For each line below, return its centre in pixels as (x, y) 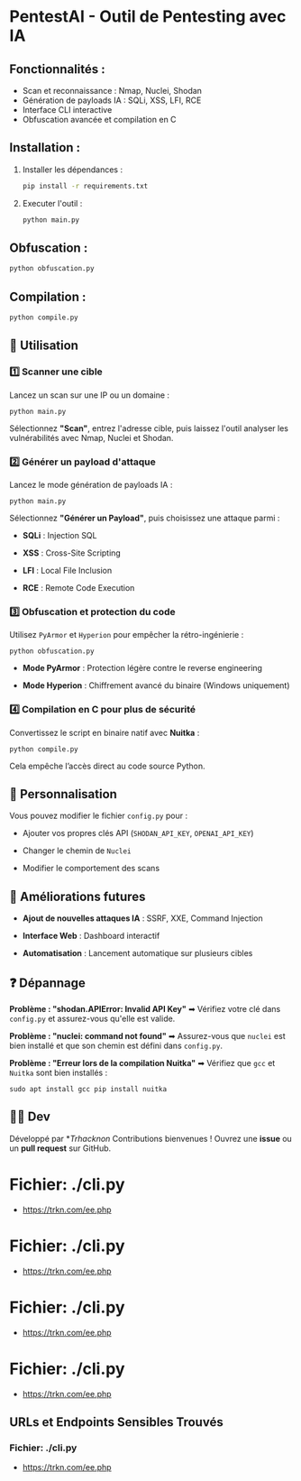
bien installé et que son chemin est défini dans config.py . (116, 1045)
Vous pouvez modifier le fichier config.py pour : (98, 816)
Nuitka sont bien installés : (59, 1072)
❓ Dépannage (47, 983)
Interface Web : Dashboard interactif (91, 936)
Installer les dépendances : (73, 170)
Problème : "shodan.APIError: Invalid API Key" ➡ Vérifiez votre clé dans (145, 1008)
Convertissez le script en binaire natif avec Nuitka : (105, 732)
